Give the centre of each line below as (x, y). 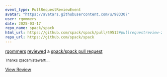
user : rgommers (21, 19)
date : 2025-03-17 (23, 23)
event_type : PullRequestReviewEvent (43, 10)
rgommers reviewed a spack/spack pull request (54, 51)
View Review (18, 69)
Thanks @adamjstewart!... (27, 60)
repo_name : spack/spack (30, 28)
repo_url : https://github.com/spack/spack (50, 38)
